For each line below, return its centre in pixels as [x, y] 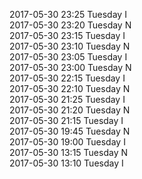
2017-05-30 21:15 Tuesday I [66, 120]
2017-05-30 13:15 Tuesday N [68, 152]
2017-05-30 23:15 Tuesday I [67, 35]
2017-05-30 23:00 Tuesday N [70, 67]
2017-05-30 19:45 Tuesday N [70, 131]
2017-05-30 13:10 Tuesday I [66, 163]
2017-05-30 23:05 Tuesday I [68, 57]
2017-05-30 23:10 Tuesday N [70, 46]
